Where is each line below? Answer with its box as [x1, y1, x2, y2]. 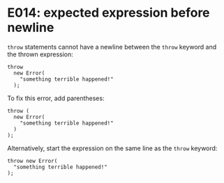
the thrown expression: [7, 50, 73, 58]
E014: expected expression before [7, 5, 211, 21]
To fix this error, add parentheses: [7, 94, 105, 102]
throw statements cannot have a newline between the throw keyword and [7, 42, 217, 51]
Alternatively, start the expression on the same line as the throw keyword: [7, 144, 218, 152]
